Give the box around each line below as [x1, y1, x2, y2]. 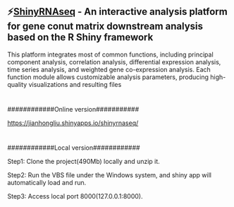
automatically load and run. [7, 179, 87, 187]
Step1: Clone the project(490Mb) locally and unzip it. [7, 158, 160, 166]
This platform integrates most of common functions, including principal [7, 50, 214, 59]
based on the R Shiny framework [7, 31, 154, 44]
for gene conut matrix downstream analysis [7, 20, 203, 32]
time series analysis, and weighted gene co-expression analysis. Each [7, 65, 211, 73]
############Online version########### [7, 105, 140, 113]
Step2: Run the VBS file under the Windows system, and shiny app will [7, 171, 211, 179]
